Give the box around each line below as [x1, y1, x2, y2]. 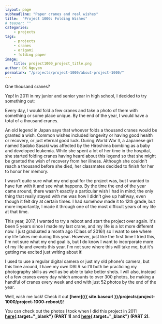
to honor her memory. [5, 168, 48, 174]
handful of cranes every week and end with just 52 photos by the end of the [5, 279, 156, 285]
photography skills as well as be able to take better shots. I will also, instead [5, 269, 156, 275]
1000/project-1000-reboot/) [5, 299, 63, 305]
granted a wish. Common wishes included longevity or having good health [5, 132, 153, 138]
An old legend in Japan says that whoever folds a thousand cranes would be [5, 127, 158, 133]
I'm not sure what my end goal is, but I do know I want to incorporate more [5, 239, 154, 244]
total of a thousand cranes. [5, 117, 59, 124]
